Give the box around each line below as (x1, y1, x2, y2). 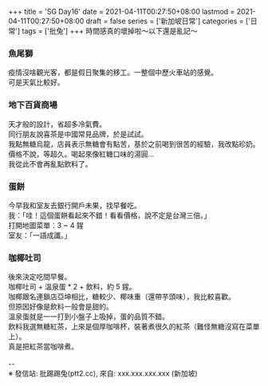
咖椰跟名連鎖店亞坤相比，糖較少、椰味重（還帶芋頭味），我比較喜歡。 (8, 292, 235, 301)
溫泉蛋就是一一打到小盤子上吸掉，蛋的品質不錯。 (8, 312, 169, 321)
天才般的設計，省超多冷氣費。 (8, 119, 106, 128)
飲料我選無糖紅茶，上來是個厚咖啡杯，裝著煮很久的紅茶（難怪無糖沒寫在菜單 (8, 322, 260, 332)
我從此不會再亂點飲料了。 (8, 159, 93, 168)
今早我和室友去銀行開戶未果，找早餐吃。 (8, 200, 141, 210)
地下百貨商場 (8, 100, 58, 111)
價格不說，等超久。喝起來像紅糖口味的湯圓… (8, 149, 155, 159)
